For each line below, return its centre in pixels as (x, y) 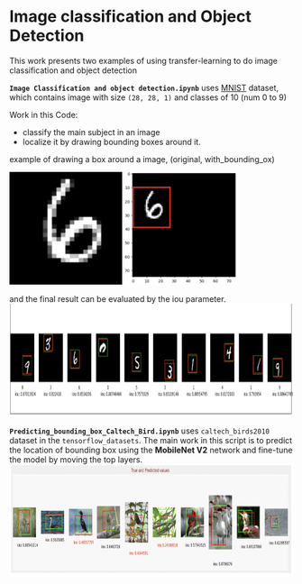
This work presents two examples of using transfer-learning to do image (143, 60)
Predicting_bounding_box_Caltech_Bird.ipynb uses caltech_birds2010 (140, 431)
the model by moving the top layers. (76, 459)
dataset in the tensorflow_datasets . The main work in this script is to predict (151, 440)
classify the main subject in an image (91, 132)
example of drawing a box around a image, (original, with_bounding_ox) (142, 159)
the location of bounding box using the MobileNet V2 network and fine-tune (151, 450)
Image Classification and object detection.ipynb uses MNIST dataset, (144, 87)
